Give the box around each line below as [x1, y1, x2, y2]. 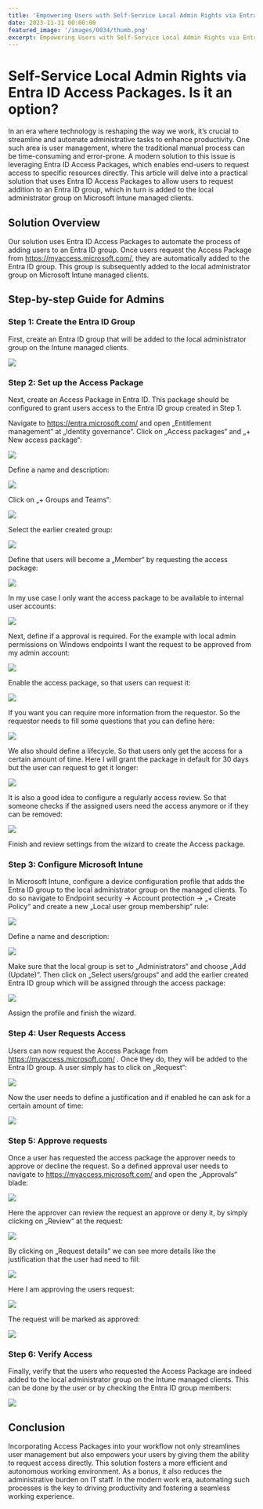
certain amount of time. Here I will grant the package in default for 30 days [8, 754, 249, 764]
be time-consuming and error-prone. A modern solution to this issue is [8, 152, 236, 161]
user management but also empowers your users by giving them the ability [8, 1449, 250, 1459]
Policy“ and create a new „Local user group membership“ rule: [8, 902, 209, 912]
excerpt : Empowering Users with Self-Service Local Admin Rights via [8, 33, 240, 42]
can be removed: [8, 809, 63, 819]
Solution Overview [8, 216, 100, 229]
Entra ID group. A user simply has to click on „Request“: [8, 1062, 188, 1072]
